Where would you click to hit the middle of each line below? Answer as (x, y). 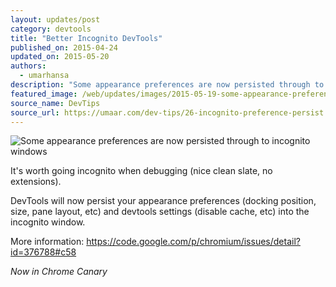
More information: (47, 242)
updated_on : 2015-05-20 (60, 57)
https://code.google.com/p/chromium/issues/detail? (193, 242)
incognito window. (48, 222)
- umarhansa (44, 76)
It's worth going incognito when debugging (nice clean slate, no (141, 171)
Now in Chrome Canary (59, 272)
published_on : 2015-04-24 (64, 47)
